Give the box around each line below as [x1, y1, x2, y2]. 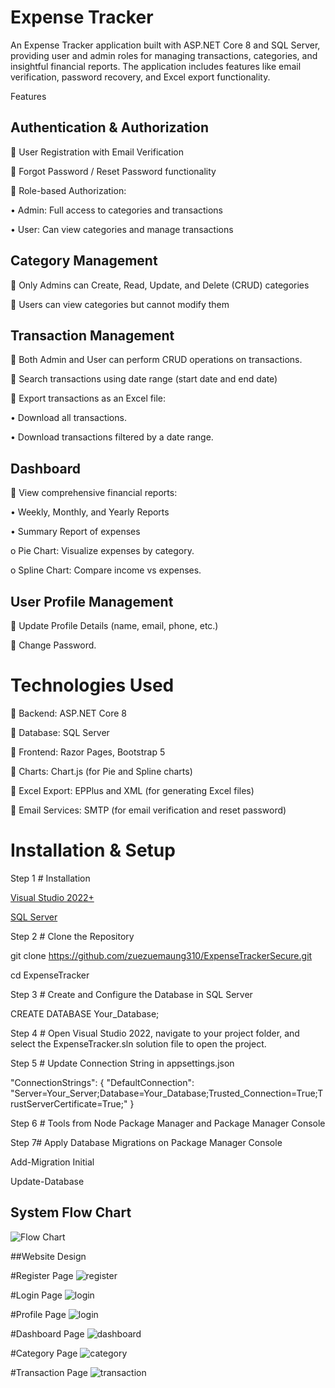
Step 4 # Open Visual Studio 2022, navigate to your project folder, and [10, 1027, 300, 1039]
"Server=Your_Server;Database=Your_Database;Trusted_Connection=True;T [10, 1087, 324, 1099]
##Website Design [10, 1250, 87, 1262]
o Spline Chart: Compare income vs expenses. [10, 564, 202, 576]
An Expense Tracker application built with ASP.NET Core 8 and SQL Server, [10, 39, 321, 51]
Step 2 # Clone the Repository [10, 930, 135, 942]
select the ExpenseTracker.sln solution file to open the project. [10, 1037, 267, 1050]
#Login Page [10, 1289, 63, 1301]
